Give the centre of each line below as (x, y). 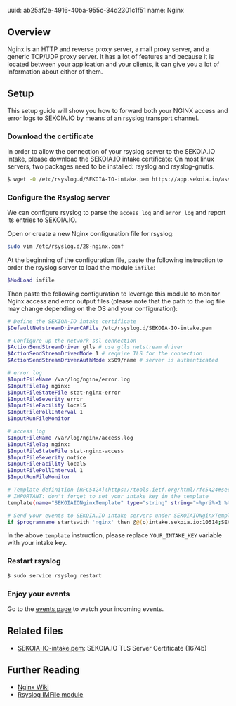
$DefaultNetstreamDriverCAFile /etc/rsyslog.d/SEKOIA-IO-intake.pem (110, 328)
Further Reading (44, 670)
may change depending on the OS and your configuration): (92, 308)
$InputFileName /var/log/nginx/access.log (70, 438)
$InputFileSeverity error (45, 399)
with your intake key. (37, 543)
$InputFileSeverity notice (47, 457)
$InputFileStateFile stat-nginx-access (66, 451)
